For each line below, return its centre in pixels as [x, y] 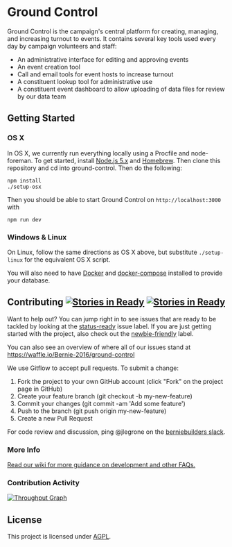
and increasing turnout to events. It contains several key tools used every [111, 38]
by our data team [42, 96]
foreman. [20, 160]
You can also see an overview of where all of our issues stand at [99, 347]
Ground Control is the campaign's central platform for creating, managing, [113, 31]
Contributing [35, 302]
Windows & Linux [37, 237]
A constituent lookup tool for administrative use [85, 81]
